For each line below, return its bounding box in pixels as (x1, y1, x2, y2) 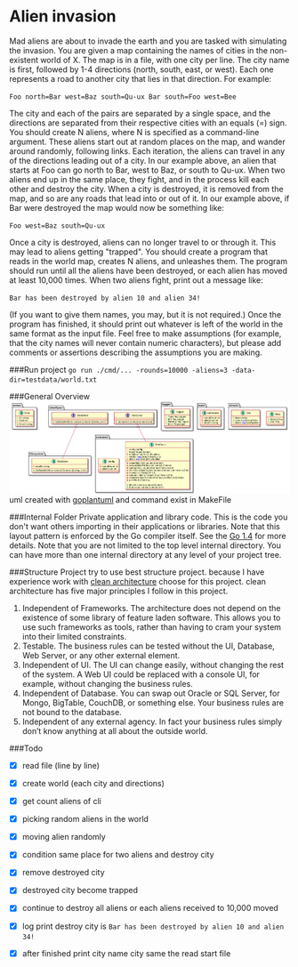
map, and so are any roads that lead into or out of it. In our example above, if (9, 193, 290, 204)
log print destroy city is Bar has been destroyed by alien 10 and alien (21, 921, 285, 931)
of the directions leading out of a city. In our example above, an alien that (9, 155, 278, 165)
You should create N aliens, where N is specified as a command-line (9, 126, 260, 137)
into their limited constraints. (21, 631, 127, 641)
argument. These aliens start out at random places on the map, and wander (9, 136, 286, 147)
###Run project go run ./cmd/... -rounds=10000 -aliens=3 (9, 364, 229, 375)
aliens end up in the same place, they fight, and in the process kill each (9, 173, 270, 184)
